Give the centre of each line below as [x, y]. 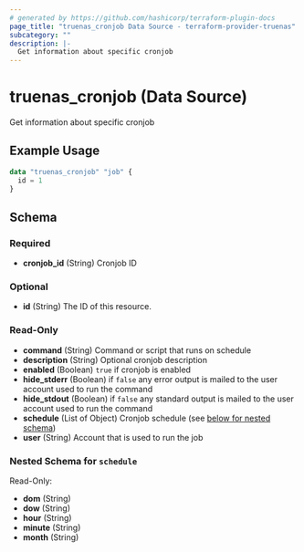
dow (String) [47, 508]
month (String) [51, 537]
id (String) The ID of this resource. [87, 307]
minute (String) [52, 528]
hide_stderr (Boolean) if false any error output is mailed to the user [150, 379]
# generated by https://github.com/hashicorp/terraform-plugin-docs [142, 18]
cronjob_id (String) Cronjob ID [79, 263]
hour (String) [47, 518]
